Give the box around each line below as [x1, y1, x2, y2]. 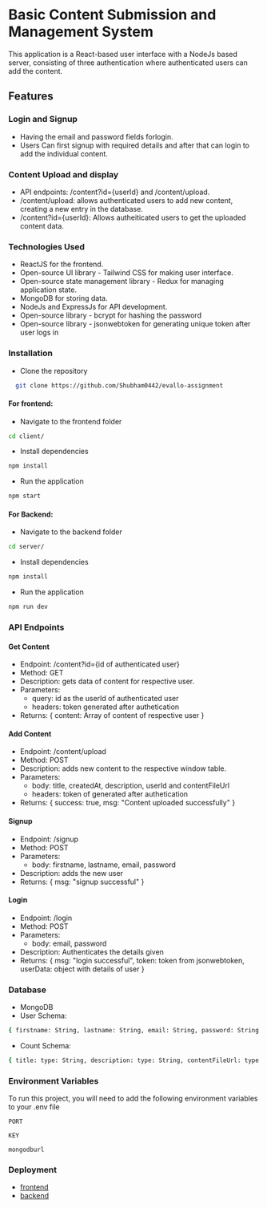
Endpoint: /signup [19, 834, 78, 844]
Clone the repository [19, 366, 88, 375]
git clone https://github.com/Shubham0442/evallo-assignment [15, 381, 224, 390]
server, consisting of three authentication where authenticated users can [8, 58, 248, 67]
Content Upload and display [8, 168, 119, 180]
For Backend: [8, 509, 54, 519]
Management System [8, 22, 154, 41]
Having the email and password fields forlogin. [19, 132, 173, 141]
